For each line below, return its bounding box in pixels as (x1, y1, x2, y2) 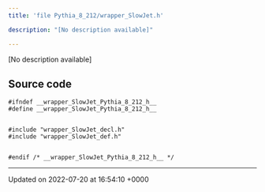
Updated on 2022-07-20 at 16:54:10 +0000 (8, 175, 150, 184)
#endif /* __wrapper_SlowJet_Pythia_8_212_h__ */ (8, 153, 175, 162)
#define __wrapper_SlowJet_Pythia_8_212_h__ (8, 105, 157, 113)
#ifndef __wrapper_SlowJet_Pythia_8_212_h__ (8, 98, 157, 107)
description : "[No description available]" (8, 25, 154, 34)
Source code (8, 77, 73, 91)
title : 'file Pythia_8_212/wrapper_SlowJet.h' (8, 11, 164, 20)
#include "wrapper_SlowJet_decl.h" (8, 126, 125, 134)
